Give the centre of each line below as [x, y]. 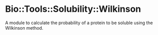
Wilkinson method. [24, 28]
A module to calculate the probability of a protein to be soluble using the [79, 23]
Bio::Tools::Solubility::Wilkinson [73, 9]
